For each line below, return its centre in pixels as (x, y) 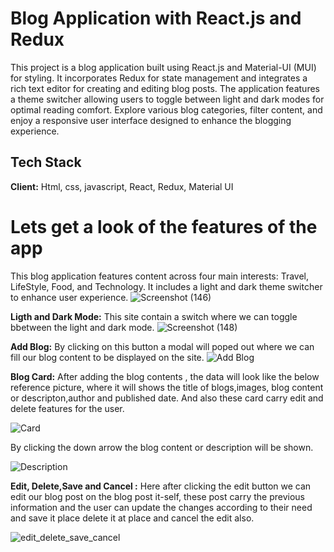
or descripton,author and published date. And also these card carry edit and (167, 398)
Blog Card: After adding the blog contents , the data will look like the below (165, 376)
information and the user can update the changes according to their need (161, 507)
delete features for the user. (67, 408)
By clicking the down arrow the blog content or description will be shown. (162, 447)
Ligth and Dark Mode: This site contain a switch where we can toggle (154, 316)
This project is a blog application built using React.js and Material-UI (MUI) (163, 67)
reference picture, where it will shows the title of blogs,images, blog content (167, 387)
